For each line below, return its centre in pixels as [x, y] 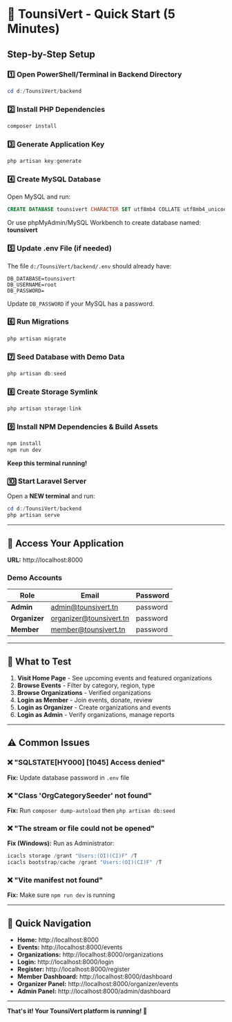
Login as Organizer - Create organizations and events [94, 707]
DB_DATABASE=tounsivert [41, 279]
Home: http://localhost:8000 [58, 940]
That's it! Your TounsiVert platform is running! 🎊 [77, 1011]
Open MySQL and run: [39, 197]
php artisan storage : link [44, 409]
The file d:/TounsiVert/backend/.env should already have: [89, 266]
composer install [32, 126]
